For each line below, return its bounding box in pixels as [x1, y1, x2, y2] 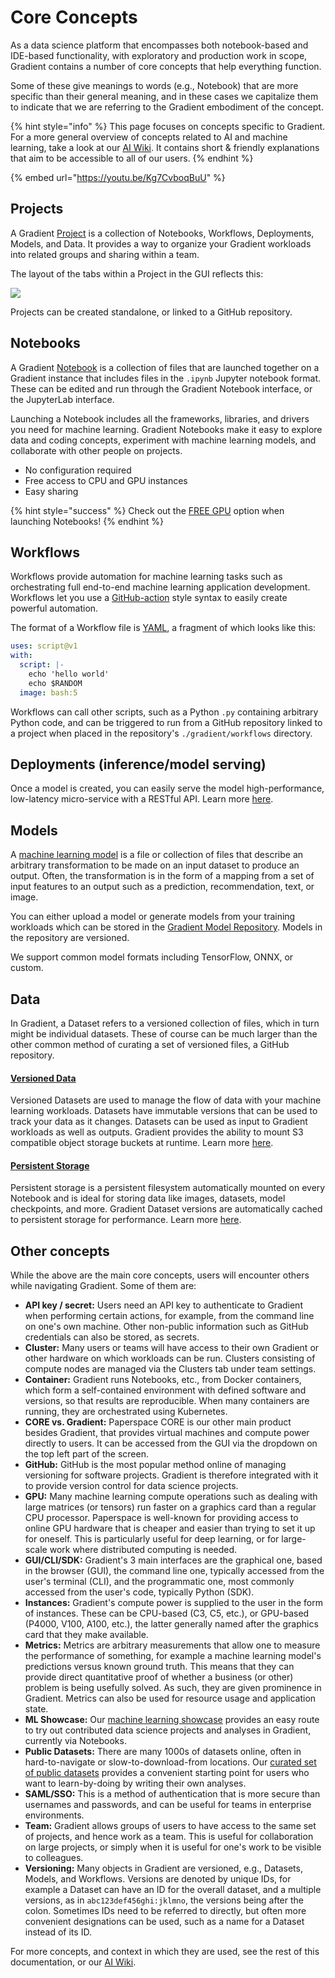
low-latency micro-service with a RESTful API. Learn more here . [10, 793, 274, 805]
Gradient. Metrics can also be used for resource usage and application [24, 1692, 317, 1705]
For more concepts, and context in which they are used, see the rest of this [10, 1946, 320, 1958]
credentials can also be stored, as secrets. [24, 1331, 200, 1343]
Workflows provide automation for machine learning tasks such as [10, 571, 283, 583]
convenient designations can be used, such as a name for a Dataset [24, 1916, 305, 1928]
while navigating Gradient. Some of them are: [10, 1280, 197, 1292]
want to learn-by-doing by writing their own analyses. [24, 1777, 247, 1790]
